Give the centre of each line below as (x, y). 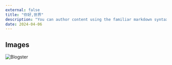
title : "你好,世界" (25, 15)
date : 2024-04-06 (24, 24)
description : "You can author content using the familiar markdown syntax (87, 19)
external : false (23, 10)
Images (17, 44)
